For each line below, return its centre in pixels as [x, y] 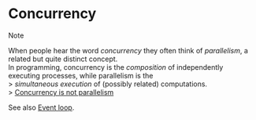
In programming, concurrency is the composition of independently [116, 67]
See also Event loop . [41, 107]
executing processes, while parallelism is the [81, 75]
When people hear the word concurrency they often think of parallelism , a [128, 50]
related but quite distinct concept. [63, 59]
